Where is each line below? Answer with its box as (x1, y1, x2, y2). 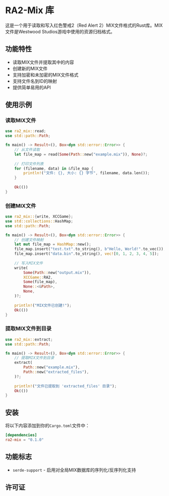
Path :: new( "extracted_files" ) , (23, 369, 89, 375)
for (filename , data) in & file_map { (14, 166, 94, 171)
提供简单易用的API (12, 84, 51, 90)
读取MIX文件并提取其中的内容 (12, 59, 74, 65)
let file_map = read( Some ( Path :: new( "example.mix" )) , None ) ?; (14, 152, 148, 157)
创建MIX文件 (5, 202, 36, 209)
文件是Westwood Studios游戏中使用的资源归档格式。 (5, 28, 115, 34)
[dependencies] (5, 432, 37, 438)
